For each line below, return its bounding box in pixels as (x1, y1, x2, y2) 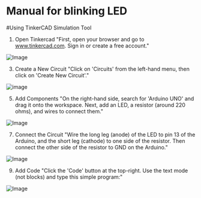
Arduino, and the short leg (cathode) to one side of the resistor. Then (14, 137, 185, 145)
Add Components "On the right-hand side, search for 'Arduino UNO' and (14, 95, 194, 102)
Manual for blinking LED (6, 4, 128, 18)
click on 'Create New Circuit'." (14, 71, 89, 79)
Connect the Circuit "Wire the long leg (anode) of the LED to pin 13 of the (14, 131, 196, 138)
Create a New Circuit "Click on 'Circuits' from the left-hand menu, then (14, 65, 190, 73)
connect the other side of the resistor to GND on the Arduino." (14, 143, 168, 151)
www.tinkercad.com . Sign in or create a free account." (14, 42, 149, 49)
